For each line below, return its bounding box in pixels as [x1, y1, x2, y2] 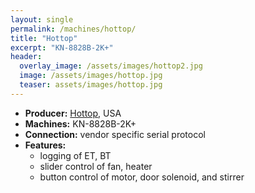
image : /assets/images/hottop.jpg [19, 71, 163, 81]
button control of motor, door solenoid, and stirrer [39, 171, 245, 183]
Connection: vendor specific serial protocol [24, 128, 206, 140]
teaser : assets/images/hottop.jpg [19, 80, 163, 90]
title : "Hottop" [10, 33, 78, 43]
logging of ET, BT [39, 149, 112, 161]
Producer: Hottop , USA [24, 107, 122, 119]
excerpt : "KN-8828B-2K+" [10, 42, 114, 53]
